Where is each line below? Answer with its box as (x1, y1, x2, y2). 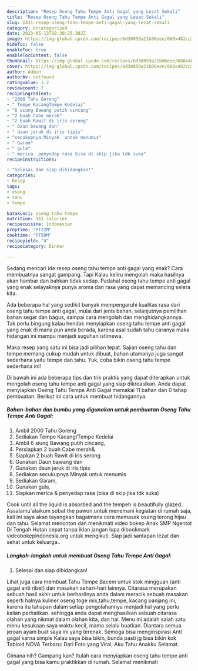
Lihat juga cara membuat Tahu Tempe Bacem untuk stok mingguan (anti (6, 578, 181, 586)
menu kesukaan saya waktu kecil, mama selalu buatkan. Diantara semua (6, 622, 182, 629)
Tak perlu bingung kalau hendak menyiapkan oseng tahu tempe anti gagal (6, 320, 186, 327)
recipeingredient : (6, 91, 52, 97)
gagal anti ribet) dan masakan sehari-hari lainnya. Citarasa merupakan (6, 584, 177, 592)
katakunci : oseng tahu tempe (6, 210, 78, 217)
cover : (6, 63, 23, 69)
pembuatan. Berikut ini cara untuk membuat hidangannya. (6, 393, 147, 400)
